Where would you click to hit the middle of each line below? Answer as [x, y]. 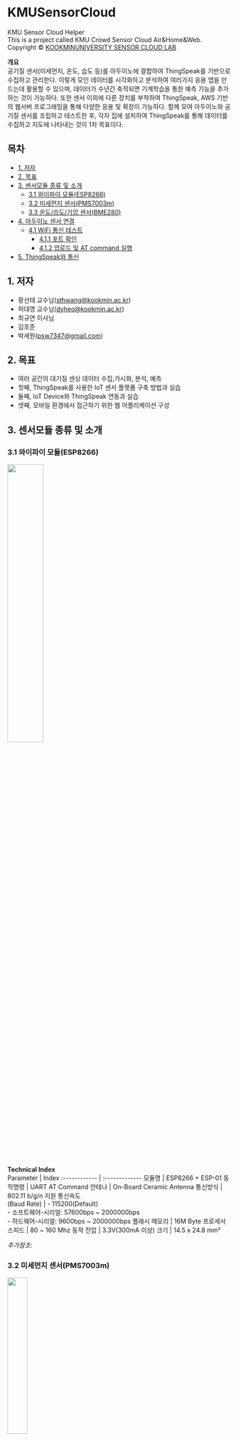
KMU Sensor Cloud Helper [46, 32]
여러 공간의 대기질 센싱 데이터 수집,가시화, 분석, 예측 [90, 379]
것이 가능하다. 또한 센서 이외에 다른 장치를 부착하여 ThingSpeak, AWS [118, 98]
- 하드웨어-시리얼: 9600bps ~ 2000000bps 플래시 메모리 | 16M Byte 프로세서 [117, 1221]
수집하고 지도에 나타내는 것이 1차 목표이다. [66, 124]
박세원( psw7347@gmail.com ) [60, 335]
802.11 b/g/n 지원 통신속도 [44, 1196]
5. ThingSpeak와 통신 [48, 257]
